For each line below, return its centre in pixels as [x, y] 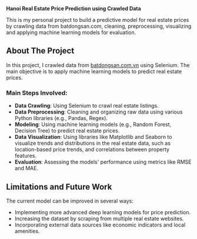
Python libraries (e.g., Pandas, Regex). [61, 118]
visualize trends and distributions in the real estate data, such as [92, 143]
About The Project [40, 51]
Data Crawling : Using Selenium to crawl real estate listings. [86, 106]
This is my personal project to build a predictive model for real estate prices [98, 20]
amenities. [27, 231]
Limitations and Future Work [59, 187]
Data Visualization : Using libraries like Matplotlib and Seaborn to [93, 137]
